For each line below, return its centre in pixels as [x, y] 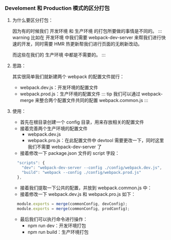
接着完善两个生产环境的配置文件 [54, 129]
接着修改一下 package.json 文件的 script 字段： [70, 153]
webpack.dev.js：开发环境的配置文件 [59, 88]
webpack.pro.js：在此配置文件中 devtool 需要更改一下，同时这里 [96, 141]
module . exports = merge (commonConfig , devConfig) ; [72, 204]
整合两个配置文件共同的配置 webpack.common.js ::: [94, 101]
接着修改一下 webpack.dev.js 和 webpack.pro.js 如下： [78, 194]
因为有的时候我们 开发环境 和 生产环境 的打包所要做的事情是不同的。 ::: [87, 31]
